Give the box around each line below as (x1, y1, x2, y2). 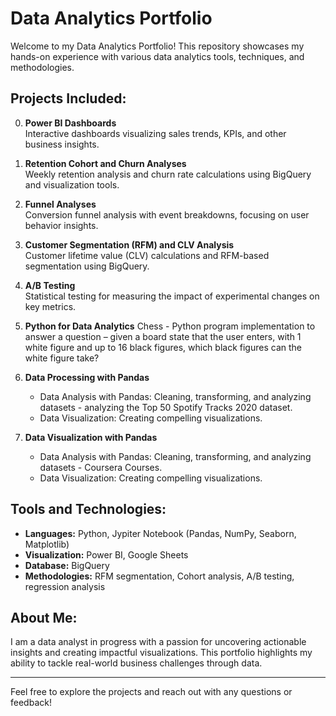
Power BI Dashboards (24, 117, 117, 129)
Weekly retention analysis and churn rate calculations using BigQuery (24, 168, 312, 180)
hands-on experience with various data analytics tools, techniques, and (10, 50, 305, 62)
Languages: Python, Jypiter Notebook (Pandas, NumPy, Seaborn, (24, 527, 297, 539)
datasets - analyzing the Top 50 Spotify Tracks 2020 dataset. (39, 401, 293, 413)
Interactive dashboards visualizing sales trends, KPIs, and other (24, 127, 287, 139)
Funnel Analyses (24, 198, 97, 210)
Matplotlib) (24, 538, 70, 550)
